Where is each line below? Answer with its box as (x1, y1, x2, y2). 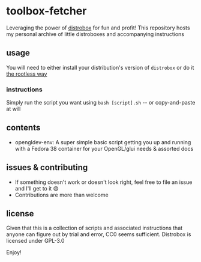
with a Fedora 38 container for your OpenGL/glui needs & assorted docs (14, 145, 194, 152)
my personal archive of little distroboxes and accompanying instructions (6, 30, 185, 37)
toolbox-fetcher (6, 4, 87, 18)
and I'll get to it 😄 (14, 184, 59, 192)
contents (6, 123, 41, 133)
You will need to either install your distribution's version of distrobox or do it (6, 64, 194, 71)
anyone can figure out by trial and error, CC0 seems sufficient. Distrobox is (6, 231, 191, 238)
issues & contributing (6, 162, 88, 172)
